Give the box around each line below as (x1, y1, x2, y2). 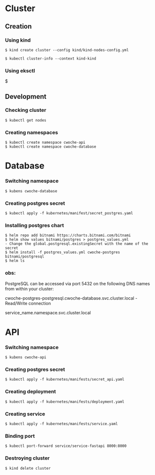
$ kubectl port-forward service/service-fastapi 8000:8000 (5, 444, 127, 448)
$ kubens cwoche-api (5, 355, 47, 360)
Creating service (5, 410, 46, 417)
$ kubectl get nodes (5, 118, 47, 123)
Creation (5, 22, 32, 31)
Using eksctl (5, 67, 35, 74)
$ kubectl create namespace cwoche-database (5, 144, 96, 149)
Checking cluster (5, 107, 46, 114)
